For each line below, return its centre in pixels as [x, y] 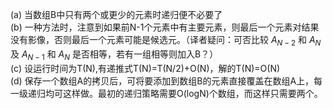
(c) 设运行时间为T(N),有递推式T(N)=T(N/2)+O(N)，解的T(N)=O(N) [145, 68]
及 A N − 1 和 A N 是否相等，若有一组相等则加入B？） [114, 55]
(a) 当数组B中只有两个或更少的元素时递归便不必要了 [116, 14]
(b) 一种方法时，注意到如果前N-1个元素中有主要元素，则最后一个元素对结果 [165, 27]
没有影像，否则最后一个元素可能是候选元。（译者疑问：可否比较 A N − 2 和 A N [166, 41]
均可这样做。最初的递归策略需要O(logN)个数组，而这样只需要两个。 [183, 93]
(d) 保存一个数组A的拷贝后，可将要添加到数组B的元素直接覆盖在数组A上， [162, 80]
